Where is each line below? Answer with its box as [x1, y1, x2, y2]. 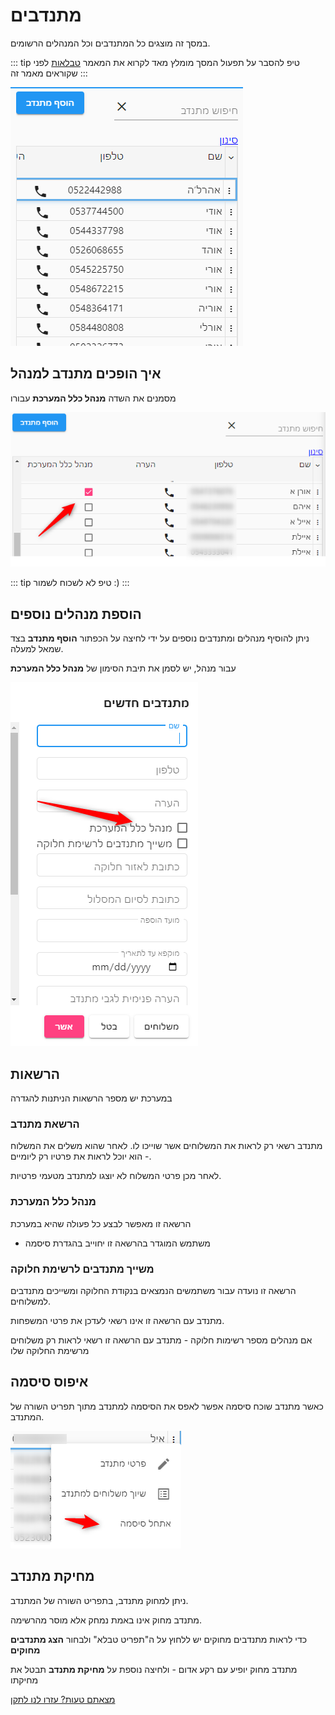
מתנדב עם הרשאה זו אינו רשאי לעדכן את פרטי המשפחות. [10, 1314, 225, 1326]
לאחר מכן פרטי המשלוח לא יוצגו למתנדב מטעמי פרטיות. [10, 1170, 222, 1182]
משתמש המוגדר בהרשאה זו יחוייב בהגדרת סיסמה [24, 1237, 211, 1249]
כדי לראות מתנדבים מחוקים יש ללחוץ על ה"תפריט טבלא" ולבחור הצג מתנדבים [10, 1633, 308, 1645]
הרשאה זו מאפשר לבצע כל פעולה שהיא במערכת [10, 1217, 192, 1229]
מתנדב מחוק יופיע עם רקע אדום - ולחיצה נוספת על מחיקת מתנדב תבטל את [10, 1663, 298, 1675]
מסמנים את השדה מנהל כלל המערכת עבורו [10, 392, 177, 404]
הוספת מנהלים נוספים [10, 605, 142, 623]
